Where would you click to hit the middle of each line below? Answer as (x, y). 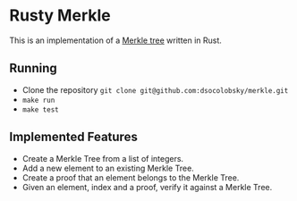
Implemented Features (74, 137)
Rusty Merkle (60, 16)
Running (34, 68)
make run (38, 100)
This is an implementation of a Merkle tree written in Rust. (115, 40)
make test (41, 109)
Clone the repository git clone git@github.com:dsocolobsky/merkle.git (155, 89)
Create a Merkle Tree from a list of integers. (103, 158)
